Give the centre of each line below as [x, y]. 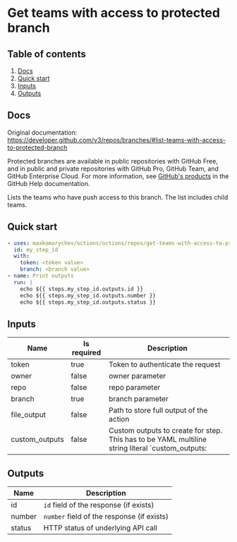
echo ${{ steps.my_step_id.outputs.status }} [88, 302]
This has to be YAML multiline [158, 440]
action [119, 419]
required [86, 352]
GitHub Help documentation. [49, 183]
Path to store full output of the [158, 410]
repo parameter [135, 388]
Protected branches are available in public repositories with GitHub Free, [113, 161]
